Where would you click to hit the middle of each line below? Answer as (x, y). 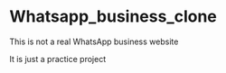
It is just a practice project (58, 59)
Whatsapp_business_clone (113, 17)
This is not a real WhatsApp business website (94, 41)
